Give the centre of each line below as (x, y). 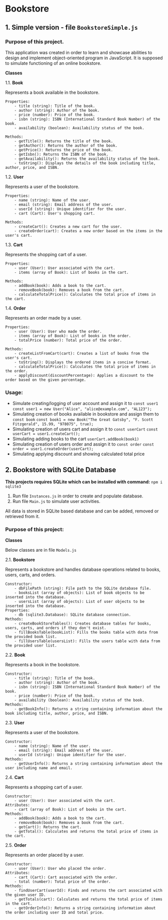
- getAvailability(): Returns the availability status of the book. (87, 159)
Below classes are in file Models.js (41, 550)
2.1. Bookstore (20, 560)
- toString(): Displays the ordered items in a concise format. (83, 362)
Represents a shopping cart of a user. (44, 787)
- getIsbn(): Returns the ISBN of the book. (61, 154)
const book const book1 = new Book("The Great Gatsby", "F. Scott (83, 420)
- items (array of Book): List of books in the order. (73, 336)
